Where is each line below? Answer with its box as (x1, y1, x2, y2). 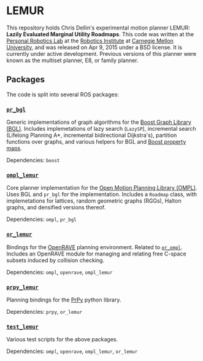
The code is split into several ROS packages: (6, 90, 120, 98)
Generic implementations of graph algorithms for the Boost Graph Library (6, 118, 192, 126)
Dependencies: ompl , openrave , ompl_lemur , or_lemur (6, 347, 138, 355)
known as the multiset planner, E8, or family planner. (6, 56, 139, 64)
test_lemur (6, 323, 39, 330)
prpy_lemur (6, 284, 39, 290)
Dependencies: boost (6, 157, 60, 164)
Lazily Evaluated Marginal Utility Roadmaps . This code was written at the (6, 30, 194, 37)
